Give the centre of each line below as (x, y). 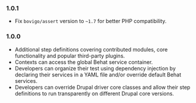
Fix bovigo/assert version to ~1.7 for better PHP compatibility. (91, 21)
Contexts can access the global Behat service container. (84, 62)
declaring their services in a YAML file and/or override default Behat (98, 75)
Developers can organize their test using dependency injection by (95, 68)
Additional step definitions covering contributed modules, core (91, 49)
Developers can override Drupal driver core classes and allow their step (102, 87)
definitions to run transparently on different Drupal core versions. (94, 94)
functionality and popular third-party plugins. (70, 56)
